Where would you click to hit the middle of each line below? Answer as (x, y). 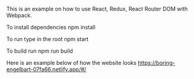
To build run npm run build (40, 51)
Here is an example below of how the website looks (72, 63)
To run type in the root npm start (48, 39)
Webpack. (19, 15)
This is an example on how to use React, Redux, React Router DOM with (97, 9)
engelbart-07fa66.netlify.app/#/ (46, 69)
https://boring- (157, 63)
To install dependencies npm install (51, 27)
